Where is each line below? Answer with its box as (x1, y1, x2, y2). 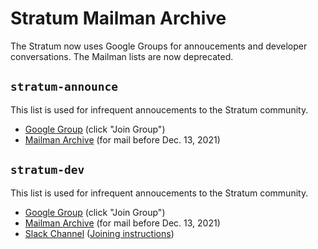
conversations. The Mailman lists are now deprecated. (10, 50, 234, 62)
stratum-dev (10, 163, 85, 177)
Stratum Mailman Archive (10, 7, 227, 30)
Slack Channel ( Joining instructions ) (24, 227, 175, 239)
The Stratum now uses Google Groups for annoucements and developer (10, 40, 308, 52)
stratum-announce (10, 80, 118, 94)
